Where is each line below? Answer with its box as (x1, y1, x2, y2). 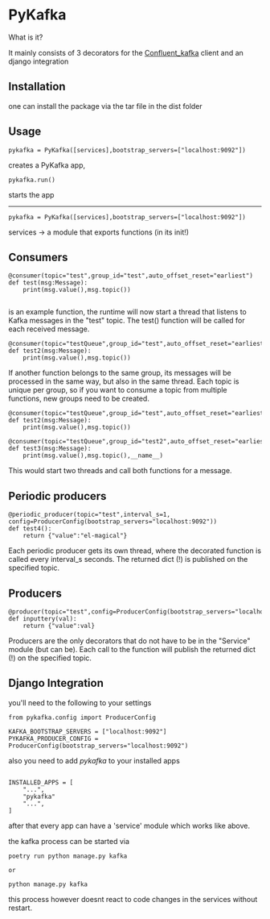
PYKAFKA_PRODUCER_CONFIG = (8, 734, 99, 742)
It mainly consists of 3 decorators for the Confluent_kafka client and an (8, 48, 243, 57)
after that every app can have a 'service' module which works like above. (8, 821, 251, 830)
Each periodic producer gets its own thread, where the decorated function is (8, 546, 262, 555)
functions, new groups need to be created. (8, 393, 150, 404)
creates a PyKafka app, (8, 160, 86, 170)
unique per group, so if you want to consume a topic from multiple (8, 385, 227, 395)
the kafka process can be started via (8, 836, 130, 846)
